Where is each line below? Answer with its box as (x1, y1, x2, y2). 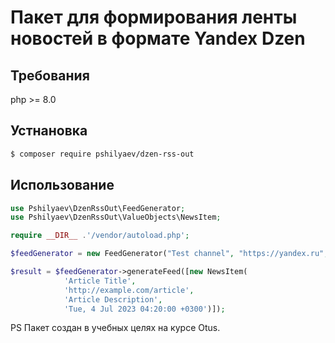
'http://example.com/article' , (63, 285, 195, 295)
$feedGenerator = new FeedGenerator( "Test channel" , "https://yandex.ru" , (10, 249, 329, 259)
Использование (10, 177, 115, 194)
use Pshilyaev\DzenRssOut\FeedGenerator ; (10, 203, 186, 213)
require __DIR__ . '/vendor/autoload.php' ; (10, 231, 190, 241)
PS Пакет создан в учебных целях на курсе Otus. (10, 322, 221, 334)
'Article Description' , (63, 294, 163, 305)
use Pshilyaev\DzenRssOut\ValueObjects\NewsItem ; (10, 212, 222, 223)
